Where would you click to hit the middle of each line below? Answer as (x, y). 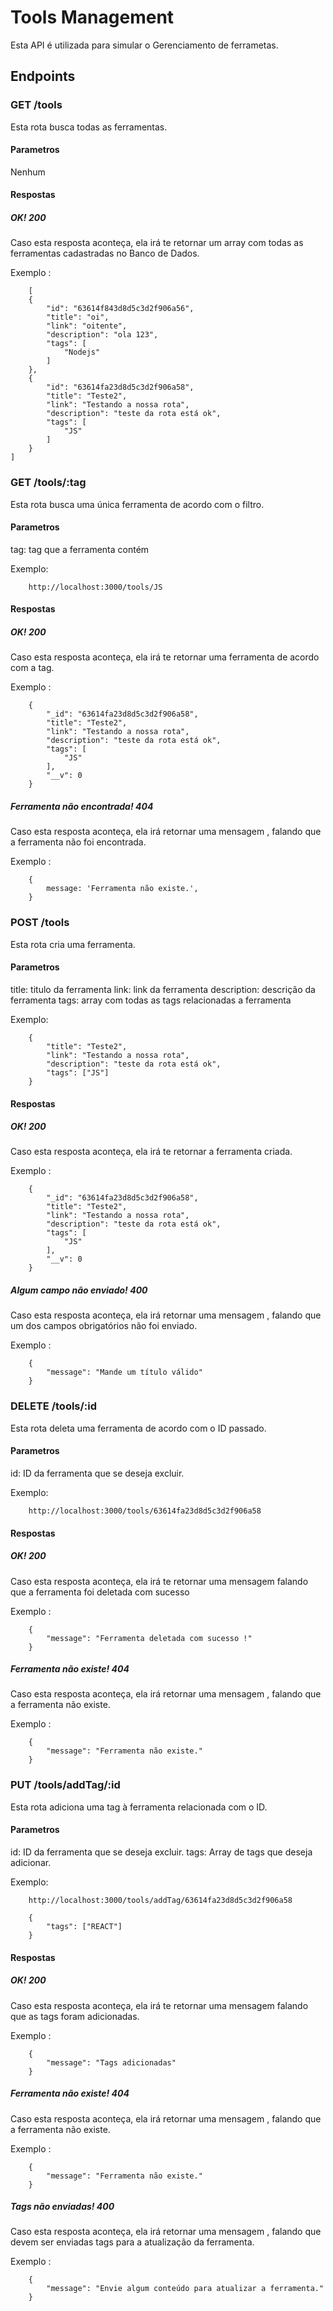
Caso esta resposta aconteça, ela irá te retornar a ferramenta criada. (151, 1152)
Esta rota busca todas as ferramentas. (89, 127)
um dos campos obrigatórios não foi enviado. (104, 1326)
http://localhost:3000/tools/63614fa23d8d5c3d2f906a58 (145, 1511)
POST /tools (40, 923)
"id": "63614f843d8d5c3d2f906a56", (120, 309)
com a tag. (32, 668)
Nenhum (28, 172)
